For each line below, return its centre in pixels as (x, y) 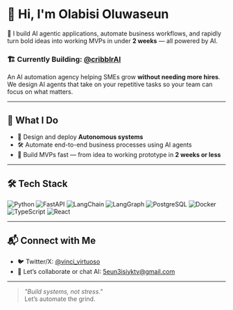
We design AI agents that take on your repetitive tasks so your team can (110, 84)
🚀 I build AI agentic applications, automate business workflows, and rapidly (114, 33)
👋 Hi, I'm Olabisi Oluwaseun (88, 14)
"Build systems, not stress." (63, 291)
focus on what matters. (40, 92)
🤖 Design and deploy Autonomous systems (80, 137)
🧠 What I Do (33, 120)
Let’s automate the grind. (60, 299)
